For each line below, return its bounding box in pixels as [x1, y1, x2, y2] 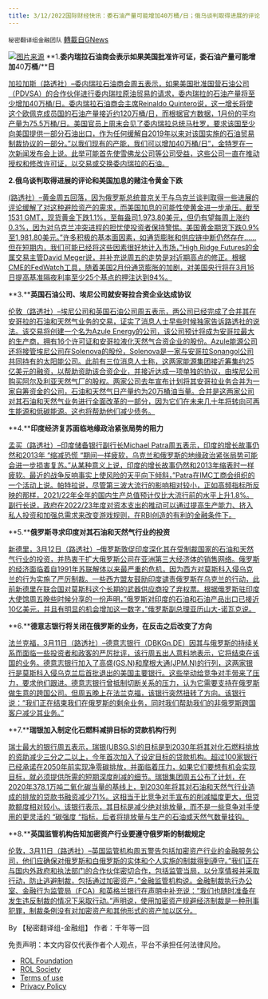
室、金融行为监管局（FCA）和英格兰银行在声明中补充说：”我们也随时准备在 [8, 886, 257, 895]
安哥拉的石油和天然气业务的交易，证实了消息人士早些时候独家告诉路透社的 [8, 316, 253, 326]
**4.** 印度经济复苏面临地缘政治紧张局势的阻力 [8, 423, 164, 432]
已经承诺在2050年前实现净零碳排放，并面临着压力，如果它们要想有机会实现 [8, 762, 257, 771]
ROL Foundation [19, 956, 73, 965]
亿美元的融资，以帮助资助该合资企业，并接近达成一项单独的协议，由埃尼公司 [8, 366, 260, 376]
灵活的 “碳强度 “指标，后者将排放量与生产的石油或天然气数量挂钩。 [29, 812, 250, 822]
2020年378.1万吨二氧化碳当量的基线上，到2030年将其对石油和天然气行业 [8, 782, 249, 791]
